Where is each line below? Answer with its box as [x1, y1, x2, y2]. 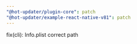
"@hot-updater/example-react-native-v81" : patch [6, 14, 131, 20]
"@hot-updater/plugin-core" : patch [6, 8, 96, 15]
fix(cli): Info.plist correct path [6, 31, 78, 38]
